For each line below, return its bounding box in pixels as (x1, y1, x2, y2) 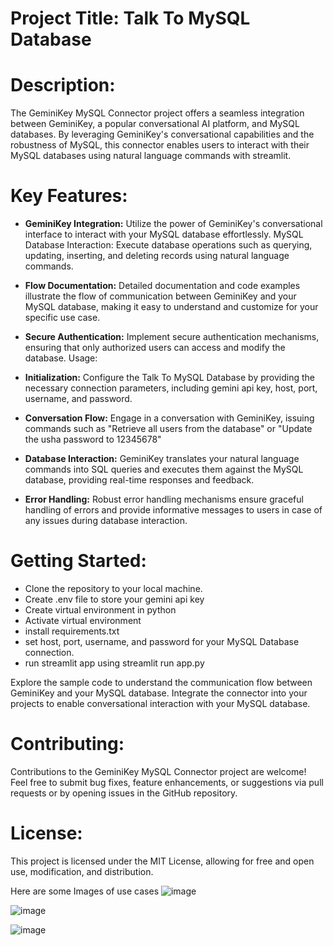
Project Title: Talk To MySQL (10, 7, 251, 30)
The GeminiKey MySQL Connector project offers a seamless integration (10, 107, 305, 119)
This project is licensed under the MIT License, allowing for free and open (10, 855, 315, 867)
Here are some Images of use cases (10, 885, 160, 897)
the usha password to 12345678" (24, 433, 162, 446)
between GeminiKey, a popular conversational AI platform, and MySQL (10, 118, 300, 130)
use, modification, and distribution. (10, 865, 154, 877)
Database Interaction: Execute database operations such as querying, (24, 239, 313, 251)
